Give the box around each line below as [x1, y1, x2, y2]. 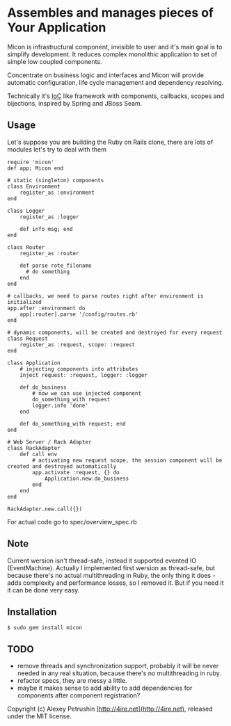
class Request [7, 335, 49, 342]
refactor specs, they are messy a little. [17, 677, 127, 685]
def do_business [19, 384, 67, 391]
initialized [7, 298, 42, 305]
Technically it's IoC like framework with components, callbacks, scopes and [7, 92, 225, 100]
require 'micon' [7, 159, 54, 166]
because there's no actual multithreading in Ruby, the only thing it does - [7, 571, 216, 579]
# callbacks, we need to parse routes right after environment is [7, 292, 204, 300]
